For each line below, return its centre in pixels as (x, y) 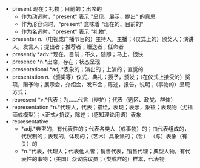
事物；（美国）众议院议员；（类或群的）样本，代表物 (101, 159)
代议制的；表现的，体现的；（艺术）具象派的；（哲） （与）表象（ (102, 136)
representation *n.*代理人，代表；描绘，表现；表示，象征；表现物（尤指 (102, 107)
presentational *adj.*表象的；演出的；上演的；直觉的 (78, 69)
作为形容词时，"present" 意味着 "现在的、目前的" (82, 24)
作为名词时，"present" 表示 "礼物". (64, 31)
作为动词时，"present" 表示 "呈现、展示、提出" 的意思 (88, 16)
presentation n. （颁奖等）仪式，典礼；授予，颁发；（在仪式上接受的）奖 (101, 77)
